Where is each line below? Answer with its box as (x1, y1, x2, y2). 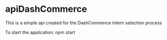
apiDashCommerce (5, 3, 87, 15)
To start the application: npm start (5, 29, 75, 35)
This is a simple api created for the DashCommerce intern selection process (5, 20, 162, 26)
